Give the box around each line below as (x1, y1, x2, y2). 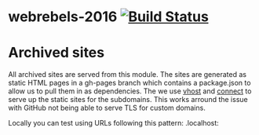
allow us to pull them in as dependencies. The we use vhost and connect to (8, 86, 252, 96)
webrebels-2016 (8, 8, 118, 26)
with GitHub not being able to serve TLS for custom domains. (8, 103, 206, 113)
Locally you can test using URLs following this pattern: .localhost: (8, 119, 220, 128)
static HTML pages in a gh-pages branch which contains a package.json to (8, 78, 251, 88)
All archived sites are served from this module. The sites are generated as (8, 70, 247, 79)
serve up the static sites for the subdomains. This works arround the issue (8, 95, 249, 104)
